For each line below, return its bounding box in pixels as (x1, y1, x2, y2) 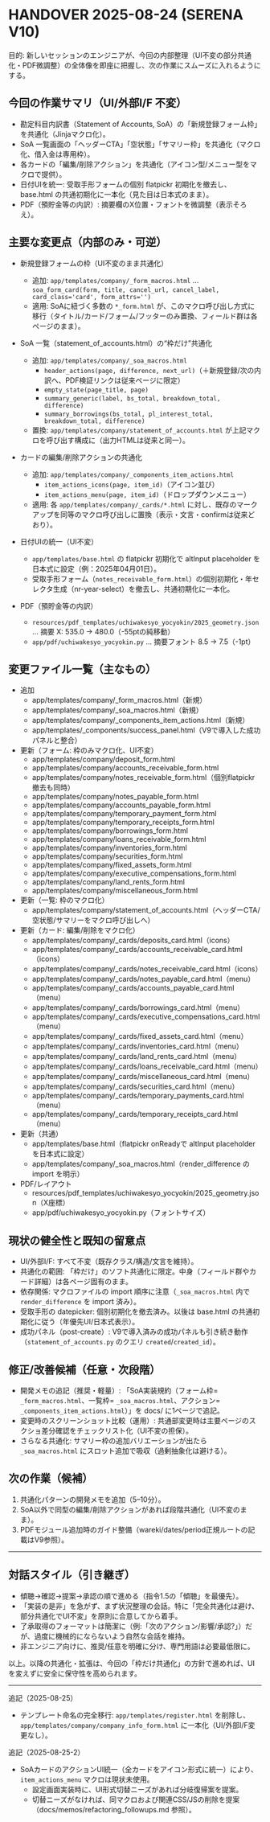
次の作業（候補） (8, 1471, 93, 1485)
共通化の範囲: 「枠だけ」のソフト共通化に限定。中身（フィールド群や (19, 1266, 250, 1276)
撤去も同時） (31, 782, 75, 793)
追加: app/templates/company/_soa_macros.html (31, 355, 187, 365)
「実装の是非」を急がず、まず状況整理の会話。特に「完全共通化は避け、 (19, 1601, 260, 1611)
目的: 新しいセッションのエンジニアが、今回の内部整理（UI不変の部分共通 (8, 50, 252, 60)
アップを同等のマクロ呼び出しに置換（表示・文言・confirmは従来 (31, 509, 248, 519)
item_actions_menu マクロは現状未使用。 (19, 1775, 154, 1784)
